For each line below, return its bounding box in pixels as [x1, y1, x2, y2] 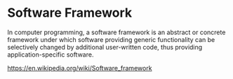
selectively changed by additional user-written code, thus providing [7, 43, 203, 51]
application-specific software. [7, 50, 94, 59]
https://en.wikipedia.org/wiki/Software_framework [7, 64, 152, 72]
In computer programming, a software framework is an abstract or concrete [7, 28, 226, 36]
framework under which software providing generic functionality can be [7, 35, 215, 43]
